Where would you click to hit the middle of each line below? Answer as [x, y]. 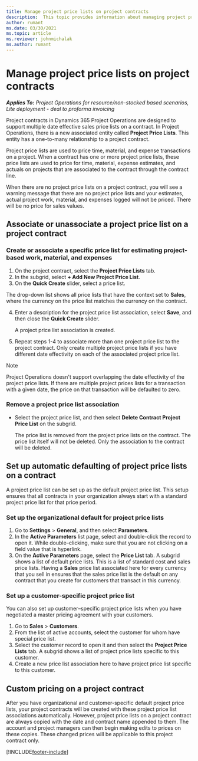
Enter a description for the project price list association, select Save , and [103, 312]
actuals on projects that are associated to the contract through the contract [97, 169]
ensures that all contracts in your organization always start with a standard [97, 496]
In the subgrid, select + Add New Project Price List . [77, 277]
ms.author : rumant [29, 45]
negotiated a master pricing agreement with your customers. [80, 615]
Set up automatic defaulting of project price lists [97, 466]
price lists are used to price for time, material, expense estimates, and [91, 163]
